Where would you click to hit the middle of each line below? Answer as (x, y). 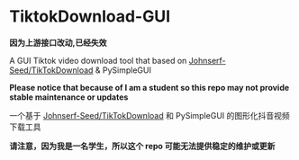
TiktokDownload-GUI (90, 17)
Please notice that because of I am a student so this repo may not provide (149, 87)
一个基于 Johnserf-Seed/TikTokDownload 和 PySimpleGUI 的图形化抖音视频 (149, 115)
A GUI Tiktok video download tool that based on (98, 60)
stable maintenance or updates (69, 97)
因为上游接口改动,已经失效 (58, 42)
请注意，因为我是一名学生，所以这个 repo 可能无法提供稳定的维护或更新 (142, 146)
